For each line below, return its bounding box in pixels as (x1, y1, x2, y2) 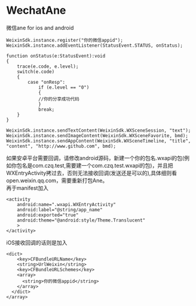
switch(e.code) (17, 68, 55, 75)
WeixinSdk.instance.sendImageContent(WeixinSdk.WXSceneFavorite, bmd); (6, 132, 188, 138)
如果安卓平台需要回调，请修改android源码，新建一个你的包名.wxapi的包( (6, 154, 185, 162)
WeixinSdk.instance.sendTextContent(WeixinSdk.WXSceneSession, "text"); (6, 127, 191, 134)
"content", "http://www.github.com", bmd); (6, 143, 117, 149)
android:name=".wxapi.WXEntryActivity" (17, 201, 117, 207)
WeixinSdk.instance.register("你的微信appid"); (6, 37, 124, 43)
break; (38, 106, 55, 113)
